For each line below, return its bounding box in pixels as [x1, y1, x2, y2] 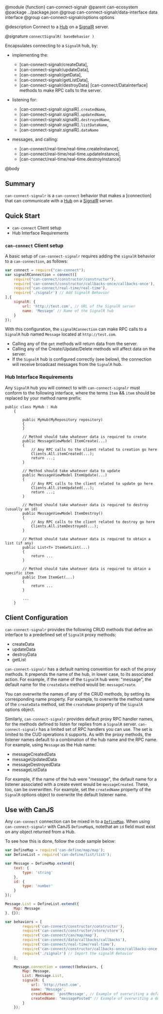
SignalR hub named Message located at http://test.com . [5, 331, 116, 337]
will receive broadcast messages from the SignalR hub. [12, 362, 123, 367]
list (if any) [5, 541, 34, 545]
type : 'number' [22, 884, 53, 888]
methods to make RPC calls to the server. [19, 88, 102, 93]
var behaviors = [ [5, 919, 42, 924]
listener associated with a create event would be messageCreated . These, [5, 781, 149, 787]
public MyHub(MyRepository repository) [22, 417, 103, 422]
